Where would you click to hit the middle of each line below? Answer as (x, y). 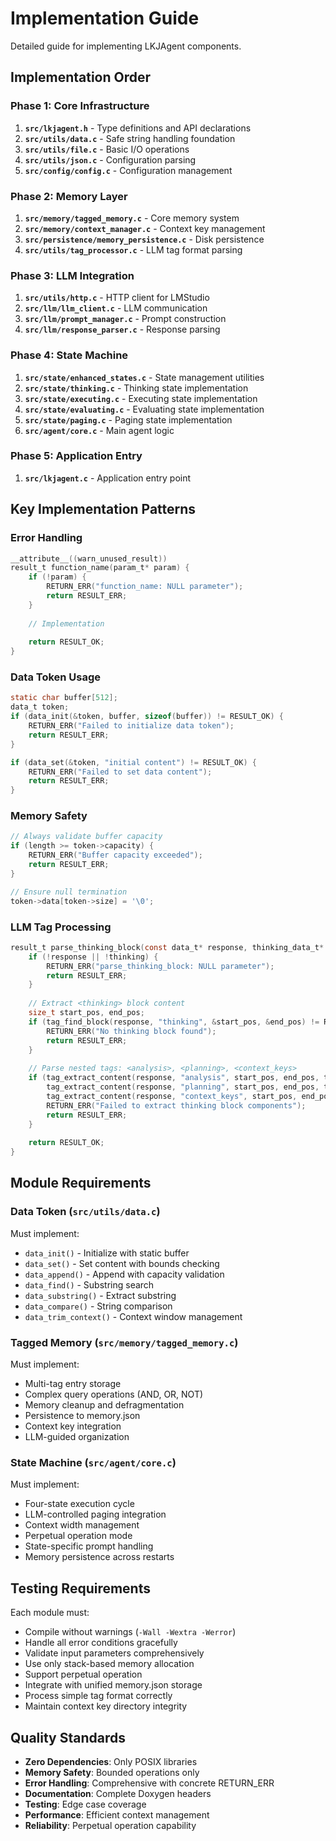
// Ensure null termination (69, 892)
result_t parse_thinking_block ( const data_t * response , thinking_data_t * (167, 947)
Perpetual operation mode (78, 1536)
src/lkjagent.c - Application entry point (108, 478)
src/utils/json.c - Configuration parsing (110, 159)
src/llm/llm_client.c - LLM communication (116, 308)
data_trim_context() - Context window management (133, 1316)
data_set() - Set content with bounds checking (122, 1263)
